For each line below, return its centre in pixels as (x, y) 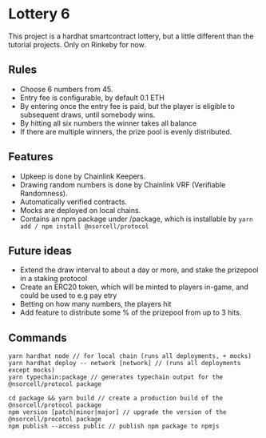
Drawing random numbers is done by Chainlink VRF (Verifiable (123, 184)
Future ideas (40, 250)
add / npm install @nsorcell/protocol (84, 226)
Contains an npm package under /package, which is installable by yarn (136, 219)
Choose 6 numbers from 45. (66, 89)
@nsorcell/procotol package (55, 420)
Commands (38, 338)
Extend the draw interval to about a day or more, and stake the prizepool (139, 270)
